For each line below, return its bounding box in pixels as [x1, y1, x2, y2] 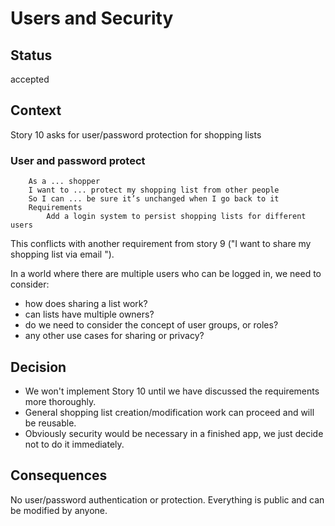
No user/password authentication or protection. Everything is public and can [10, 493, 325, 506]
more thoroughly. [24, 395, 97, 407]
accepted [10, 73, 50, 85]
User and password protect [10, 153, 146, 167]
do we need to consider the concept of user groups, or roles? [24, 319, 279, 331]
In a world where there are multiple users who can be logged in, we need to [10, 268, 322, 280]
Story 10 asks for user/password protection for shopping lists [10, 128, 262, 141]
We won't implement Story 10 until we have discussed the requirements [24, 385, 320, 397]
